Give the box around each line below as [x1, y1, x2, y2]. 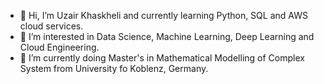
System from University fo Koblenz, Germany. [19, 63, 209, 74]
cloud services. [19, 20, 84, 32]
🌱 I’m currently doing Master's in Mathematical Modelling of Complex [19, 52, 305, 64]
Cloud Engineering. [19, 41, 100, 53]
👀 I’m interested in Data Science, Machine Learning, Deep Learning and [19, 31, 315, 42]
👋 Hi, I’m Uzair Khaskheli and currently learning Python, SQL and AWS [19, 10, 308, 21]
